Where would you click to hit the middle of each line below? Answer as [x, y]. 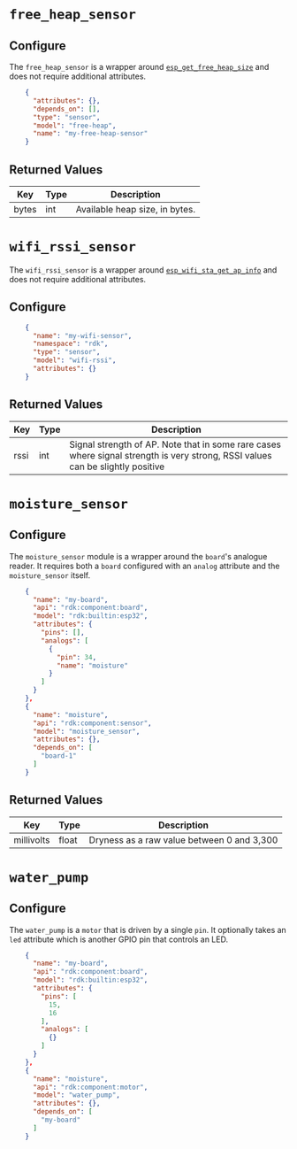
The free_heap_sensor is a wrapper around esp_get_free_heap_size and [139, 67]
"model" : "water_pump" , [76, 1095]
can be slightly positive [117, 467]
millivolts [32, 840]
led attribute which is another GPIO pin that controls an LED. [118, 939]
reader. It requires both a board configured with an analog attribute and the [145, 566]
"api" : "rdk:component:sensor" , [92, 723]
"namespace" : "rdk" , [70, 344]
